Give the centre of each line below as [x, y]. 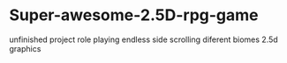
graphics [25, 48]
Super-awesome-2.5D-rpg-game [134, 15]
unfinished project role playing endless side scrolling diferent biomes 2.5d [143, 39]
